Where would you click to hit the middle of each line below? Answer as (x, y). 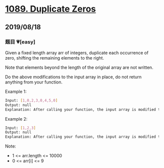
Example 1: (16, 91)
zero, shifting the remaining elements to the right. (54, 58)
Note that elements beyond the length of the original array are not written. (79, 67)
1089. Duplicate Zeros (51, 9)
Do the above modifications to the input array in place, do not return (73, 77)
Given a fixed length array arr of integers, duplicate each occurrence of (77, 53)
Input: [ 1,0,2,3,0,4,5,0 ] (31, 100)
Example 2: (16, 119)
